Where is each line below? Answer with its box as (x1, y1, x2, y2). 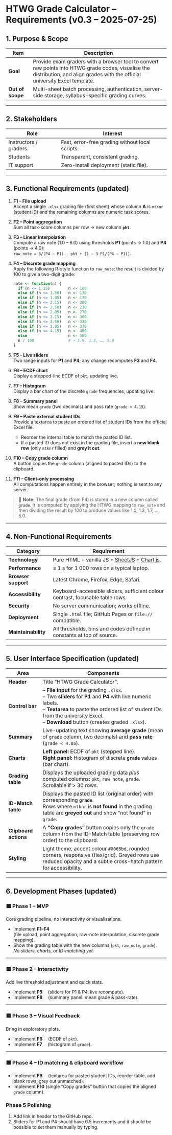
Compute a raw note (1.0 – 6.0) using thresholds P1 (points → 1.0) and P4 (13, 239, 167, 245)
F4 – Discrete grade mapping (13, 260, 76, 266)
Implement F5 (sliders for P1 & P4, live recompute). (13, 989, 125, 995)
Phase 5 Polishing (6, 1102, 51, 1108)
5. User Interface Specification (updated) (6, 654, 139, 663)
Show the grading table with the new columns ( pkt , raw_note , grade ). (13, 942, 157, 948)
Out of (8, 85, 24, 93)
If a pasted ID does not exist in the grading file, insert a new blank (20, 439, 160, 445)
